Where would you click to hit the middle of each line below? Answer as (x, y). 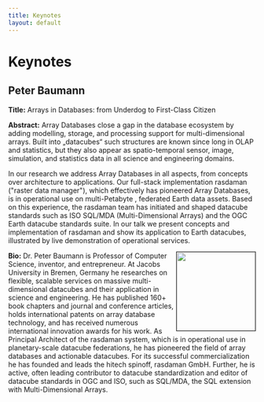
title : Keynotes (35, 15)
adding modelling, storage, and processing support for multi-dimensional (126, 133)
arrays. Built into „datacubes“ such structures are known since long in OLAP (131, 142)
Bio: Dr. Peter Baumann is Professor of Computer (88, 256)
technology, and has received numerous (73, 323)
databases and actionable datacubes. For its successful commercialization (129, 356)
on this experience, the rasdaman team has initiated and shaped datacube (128, 207)
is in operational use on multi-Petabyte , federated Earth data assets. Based (130, 198)
